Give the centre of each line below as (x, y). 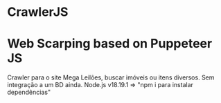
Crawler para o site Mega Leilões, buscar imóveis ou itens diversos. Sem (111, 77)
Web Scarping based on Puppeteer (110, 44)
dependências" (29, 92)
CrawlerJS (38, 12)
